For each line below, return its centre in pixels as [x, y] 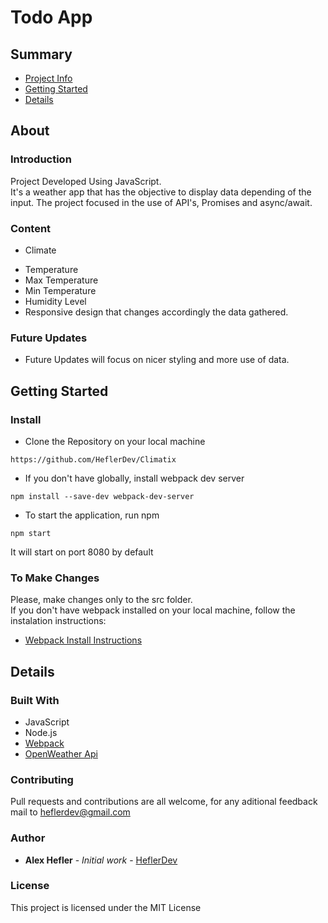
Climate [40, 250]
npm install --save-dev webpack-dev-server [102, 496]
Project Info [48, 78]
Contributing [42, 779]
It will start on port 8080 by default [82, 552]
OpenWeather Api [61, 753]
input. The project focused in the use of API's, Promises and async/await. [161, 202]
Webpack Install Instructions [83, 640]
